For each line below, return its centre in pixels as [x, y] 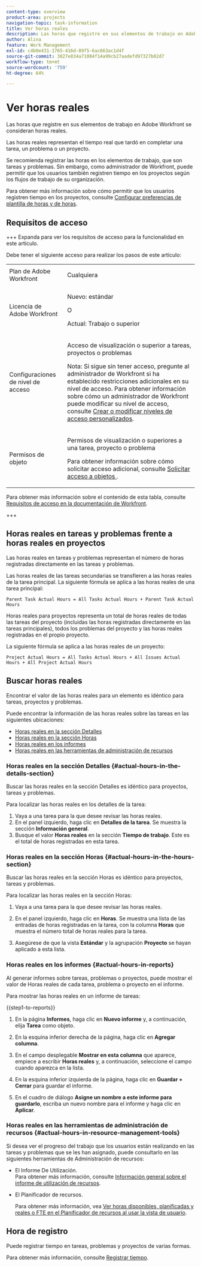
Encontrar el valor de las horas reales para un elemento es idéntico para [95, 695]
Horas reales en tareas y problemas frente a [89, 534]
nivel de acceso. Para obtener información [127, 389]
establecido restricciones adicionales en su [128, 381]
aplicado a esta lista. [40, 949]
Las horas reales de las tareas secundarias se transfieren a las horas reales [99, 575]
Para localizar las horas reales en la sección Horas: [69, 895]
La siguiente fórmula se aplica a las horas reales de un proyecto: [86, 646]
